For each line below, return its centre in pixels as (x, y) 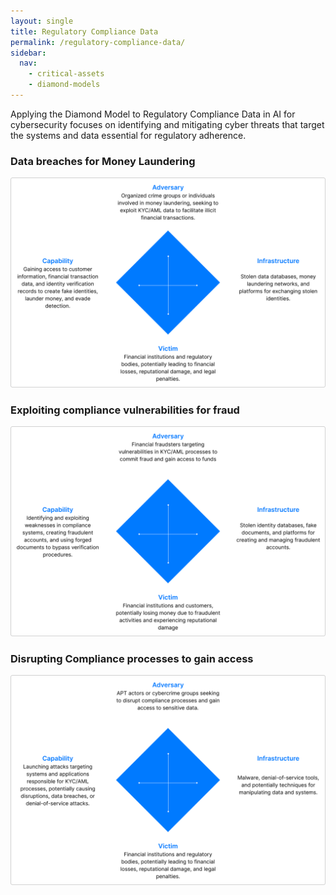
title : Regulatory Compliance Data (84, 31)
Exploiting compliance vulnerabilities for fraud (125, 410)
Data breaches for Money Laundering (103, 161)
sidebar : (28, 53)
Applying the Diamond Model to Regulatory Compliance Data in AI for (153, 114)
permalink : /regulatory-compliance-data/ (98, 42)
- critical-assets (66, 74)
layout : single (42, 21)
